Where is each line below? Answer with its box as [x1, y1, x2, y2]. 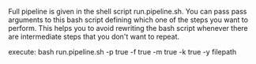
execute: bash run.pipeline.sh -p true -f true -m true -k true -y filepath [8, 47, 237, 56]
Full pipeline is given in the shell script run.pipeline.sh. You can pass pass [8, 7, 247, 16]
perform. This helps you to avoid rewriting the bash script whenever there [8, 24, 249, 32]
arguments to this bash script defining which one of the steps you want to [8, 15, 249, 24]
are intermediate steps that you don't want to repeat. [8, 32, 180, 41]
